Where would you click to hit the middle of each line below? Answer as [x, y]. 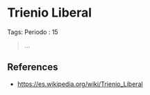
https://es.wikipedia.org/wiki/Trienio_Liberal [80, 84]
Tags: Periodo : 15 [33, 32]
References [33, 67]
